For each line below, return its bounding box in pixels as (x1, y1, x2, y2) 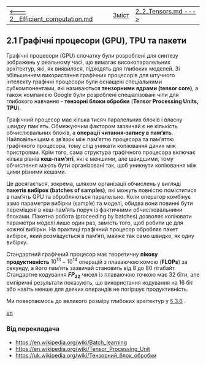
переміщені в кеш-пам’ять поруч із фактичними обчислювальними (6, 206, 183, 213)
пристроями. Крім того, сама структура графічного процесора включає (6, 148, 196, 156)
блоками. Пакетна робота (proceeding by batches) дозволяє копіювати (6, 212, 192, 220)
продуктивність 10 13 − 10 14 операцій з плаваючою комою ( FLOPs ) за (6, 257, 188, 266)
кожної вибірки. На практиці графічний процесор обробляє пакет (6, 225, 178, 232)
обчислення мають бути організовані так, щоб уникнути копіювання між (6, 161, 197, 169)
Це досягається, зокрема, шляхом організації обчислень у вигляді (6, 180, 181, 187)
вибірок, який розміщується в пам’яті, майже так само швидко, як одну (6, 232, 195, 239)
